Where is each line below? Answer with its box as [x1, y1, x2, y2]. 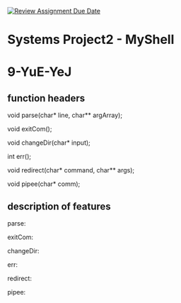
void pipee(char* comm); [7, 180, 81, 188]
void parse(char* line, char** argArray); [7, 111, 122, 120]
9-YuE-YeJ [7, 64, 72, 80]
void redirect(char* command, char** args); [7, 166, 135, 175]
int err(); [7, 153, 32, 161]
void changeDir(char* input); [7, 138, 90, 147]
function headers [7, 92, 86, 104]
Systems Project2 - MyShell [7, 32, 175, 48]
